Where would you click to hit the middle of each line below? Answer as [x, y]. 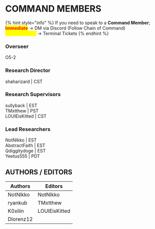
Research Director [28, 70]
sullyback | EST [21, 105]
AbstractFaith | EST [25, 145]
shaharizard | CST [24, 82]
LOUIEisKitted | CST [26, 116]
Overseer [17, 46]
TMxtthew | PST [22, 111]
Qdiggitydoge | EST [26, 151]
